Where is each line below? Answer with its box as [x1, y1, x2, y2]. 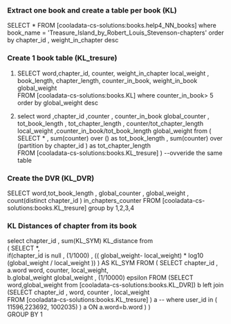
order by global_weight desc [17, 98, 99, 107]
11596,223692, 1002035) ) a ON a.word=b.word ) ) [7, 303, 151, 312]
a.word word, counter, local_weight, [7, 266, 109, 275]
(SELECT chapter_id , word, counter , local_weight [7, 288, 150, 296]
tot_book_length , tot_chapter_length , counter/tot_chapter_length [17, 119, 204, 127]
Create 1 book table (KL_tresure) [7, 53, 118, 63]
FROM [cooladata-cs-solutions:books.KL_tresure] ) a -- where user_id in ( [7, 296, 218, 304]
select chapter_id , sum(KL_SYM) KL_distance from [7, 237, 154, 245]
